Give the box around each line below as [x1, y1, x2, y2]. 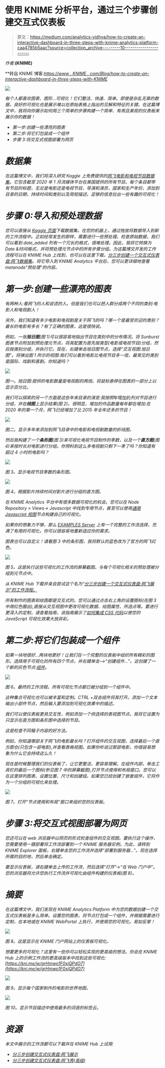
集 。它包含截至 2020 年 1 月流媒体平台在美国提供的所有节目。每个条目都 [5, 179, 151, 185]
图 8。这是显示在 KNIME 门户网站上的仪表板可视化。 [5, 938, 111, 944]
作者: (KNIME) [5, 60, 33, 66]
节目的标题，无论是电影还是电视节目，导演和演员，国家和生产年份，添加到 [9, 185, 160, 191]
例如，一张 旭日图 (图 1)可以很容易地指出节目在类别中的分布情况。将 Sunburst [5, 334, 160, 340]
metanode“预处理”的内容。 [5, 264, 60, 270]
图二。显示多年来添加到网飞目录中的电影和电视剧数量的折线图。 [5, 426, 134, 433]
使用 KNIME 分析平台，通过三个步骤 [5, 4, 149, 16]
